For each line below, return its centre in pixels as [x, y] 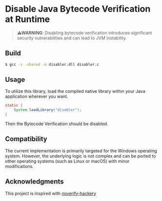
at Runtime [28, 19]
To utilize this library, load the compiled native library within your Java [75, 91]
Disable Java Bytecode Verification [78, 9]
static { [14, 106]
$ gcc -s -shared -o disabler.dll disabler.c [52, 64]
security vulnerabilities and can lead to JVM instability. [72, 38]
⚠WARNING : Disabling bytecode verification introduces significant [84, 33]
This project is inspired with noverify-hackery [51, 193]
